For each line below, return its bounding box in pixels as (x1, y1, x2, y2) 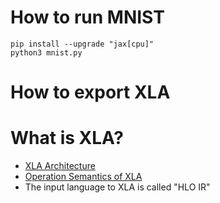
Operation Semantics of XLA (24, 171, 143, 183)
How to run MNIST (10, 6, 165, 29)
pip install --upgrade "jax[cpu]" (10, 39, 155, 49)
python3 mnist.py (10, 47, 83, 58)
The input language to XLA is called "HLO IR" (24, 181, 211, 193)
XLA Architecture (24, 160, 96, 172)
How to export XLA (10, 81, 171, 104)
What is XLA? (10, 127, 124, 150)
